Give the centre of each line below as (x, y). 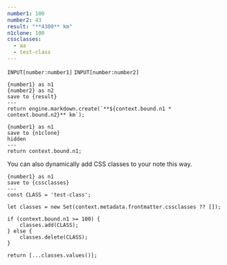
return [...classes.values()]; (52, 255)
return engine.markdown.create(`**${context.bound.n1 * (89, 109)
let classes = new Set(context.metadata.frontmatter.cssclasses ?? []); (114, 207)
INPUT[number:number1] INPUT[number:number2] (73, 72)
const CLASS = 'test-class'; (49, 194)
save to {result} (32, 97)
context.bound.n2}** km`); (46, 115)
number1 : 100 (26, 13)
